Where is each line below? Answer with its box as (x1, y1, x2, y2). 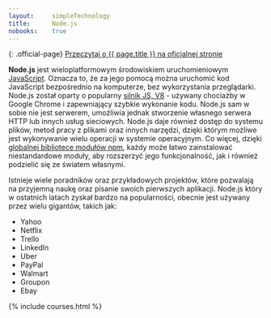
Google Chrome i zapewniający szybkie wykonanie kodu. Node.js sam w (8, 99, 250, 110)
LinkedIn (19, 243, 49, 252)
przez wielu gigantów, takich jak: (8, 201, 117, 211)
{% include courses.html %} (8, 302, 103, 312)
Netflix (19, 226, 43, 235)
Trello (19, 234, 40, 244)
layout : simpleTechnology (8, 11, 111, 20)
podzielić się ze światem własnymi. (8, 160, 125, 170)
